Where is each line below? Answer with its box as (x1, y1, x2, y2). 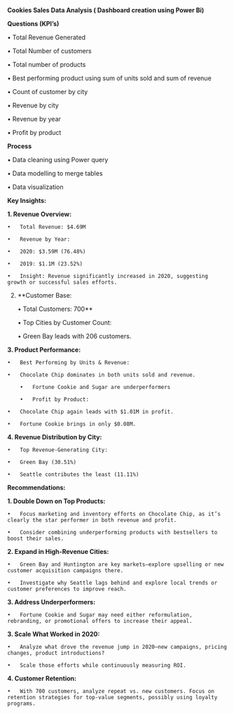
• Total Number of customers (7, 47, 92, 55)
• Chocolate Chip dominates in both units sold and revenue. (7, 371, 196, 378)
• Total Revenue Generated (7, 33, 86, 41)
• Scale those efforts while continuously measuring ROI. (7, 662, 187, 669)
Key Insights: (7, 197, 47, 204)
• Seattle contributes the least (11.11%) (7, 471, 139, 478)
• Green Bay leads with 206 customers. (17, 332, 132, 340)
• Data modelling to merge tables (7, 169, 103, 178)
